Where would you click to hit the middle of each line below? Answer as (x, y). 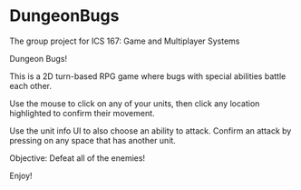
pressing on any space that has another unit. (93, 140)
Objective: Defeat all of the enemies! (78, 158)
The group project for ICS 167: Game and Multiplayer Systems (125, 41)
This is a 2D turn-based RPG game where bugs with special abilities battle (148, 76)
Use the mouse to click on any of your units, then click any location (135, 103)
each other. (31, 85)
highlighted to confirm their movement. (83, 113)
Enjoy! (21, 175)
